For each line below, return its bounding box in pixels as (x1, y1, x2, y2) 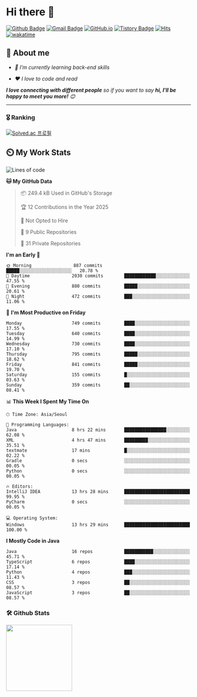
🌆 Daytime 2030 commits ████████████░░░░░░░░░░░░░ (6, 273, 191, 279)
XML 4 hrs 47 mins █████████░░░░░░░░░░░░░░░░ (6, 437, 191, 443)
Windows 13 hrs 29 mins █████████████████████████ (6, 522, 191, 528)
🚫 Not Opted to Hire (20, 217, 69, 224)
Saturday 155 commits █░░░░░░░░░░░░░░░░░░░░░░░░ (6, 372, 191, 378)
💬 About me (6, 48, 50, 58)
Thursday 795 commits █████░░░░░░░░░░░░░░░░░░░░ (6, 351, 191, 357)
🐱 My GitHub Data (6, 178, 53, 185)
